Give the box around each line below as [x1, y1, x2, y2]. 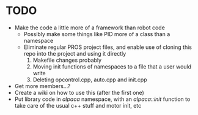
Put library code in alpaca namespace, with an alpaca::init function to [14, 95, 191, 103]
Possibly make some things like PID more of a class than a [23, 30, 170, 37]
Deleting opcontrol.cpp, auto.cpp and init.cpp [32, 76, 147, 83]
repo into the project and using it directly [23, 50, 127, 57]
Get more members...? [14, 82, 71, 89]
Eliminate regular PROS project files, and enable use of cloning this [23, 43, 192, 51]
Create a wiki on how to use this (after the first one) [14, 89, 144, 96]
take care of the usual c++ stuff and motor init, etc [14, 102, 142, 109]
